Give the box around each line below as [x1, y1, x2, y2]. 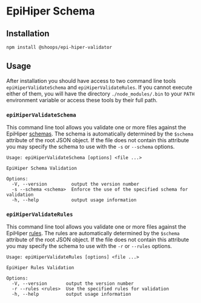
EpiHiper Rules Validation [6, 265, 74, 271]
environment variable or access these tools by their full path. [6, 96, 157, 103]
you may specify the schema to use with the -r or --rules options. [6, 243, 173, 250]
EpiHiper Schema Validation [6, 165, 77, 171]
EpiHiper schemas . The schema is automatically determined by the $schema [6, 130, 194, 137]
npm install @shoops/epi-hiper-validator [6, 44, 113, 50]
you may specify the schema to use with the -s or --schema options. [6, 143, 175, 150]
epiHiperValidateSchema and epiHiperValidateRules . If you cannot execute [6, 83, 193, 91]
